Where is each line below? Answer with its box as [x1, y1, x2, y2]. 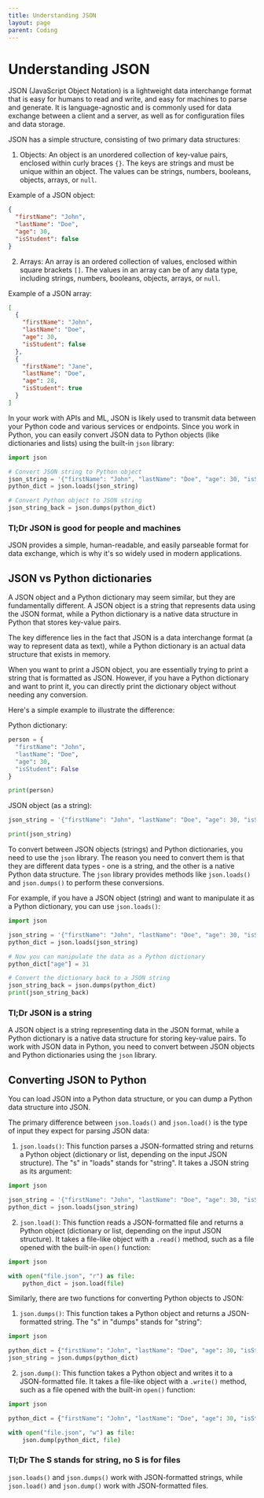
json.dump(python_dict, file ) [22, 1436, 122, 1444]
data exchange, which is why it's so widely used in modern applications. [8, 549, 242, 558]
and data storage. [8, 120, 65, 129]
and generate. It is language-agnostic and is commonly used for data [8, 103, 232, 113]
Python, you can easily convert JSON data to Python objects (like [8, 430, 220, 439]
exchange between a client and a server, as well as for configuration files [8, 111, 245, 121]
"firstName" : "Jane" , [22, 362, 93, 370]
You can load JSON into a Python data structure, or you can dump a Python [8, 1094, 253, 1103]
